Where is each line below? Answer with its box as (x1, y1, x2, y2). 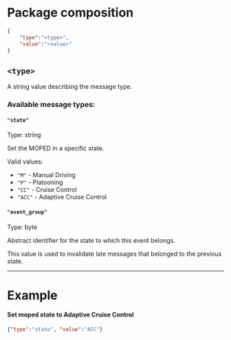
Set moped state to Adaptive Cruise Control (7, 310, 134, 319)
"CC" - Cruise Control (16, 186, 77, 194)
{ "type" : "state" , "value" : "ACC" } (7, 326, 103, 332)
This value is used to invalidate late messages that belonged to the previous (7, 250, 222, 258)
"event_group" (7, 208, 48, 215)
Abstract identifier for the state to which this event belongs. (7, 236, 175, 244)
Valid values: (7, 157, 43, 166)
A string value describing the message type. (7, 83, 133, 91)
